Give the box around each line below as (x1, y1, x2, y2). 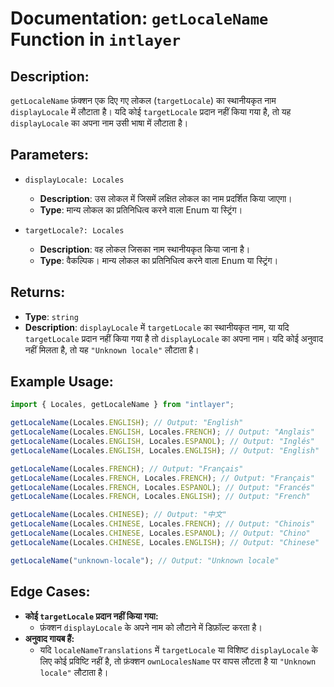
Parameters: (10, 147, 89, 164)
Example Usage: (10, 373, 114, 391)
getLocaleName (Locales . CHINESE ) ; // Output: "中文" (10, 510, 228, 520)
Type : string (24, 310, 79, 322)
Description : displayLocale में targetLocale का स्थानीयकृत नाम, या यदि (24, 321, 290, 333)
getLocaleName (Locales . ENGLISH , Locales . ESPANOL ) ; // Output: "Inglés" (10, 437, 315, 447)
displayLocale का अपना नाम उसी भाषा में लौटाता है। (10, 117, 189, 129)
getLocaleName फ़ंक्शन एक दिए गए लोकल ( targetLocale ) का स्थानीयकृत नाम (10, 95, 277, 106)
